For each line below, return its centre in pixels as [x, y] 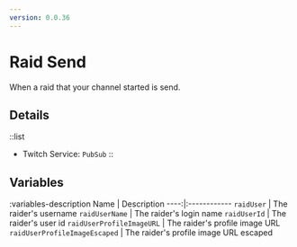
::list [17, 137]
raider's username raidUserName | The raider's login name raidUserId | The [148, 214]
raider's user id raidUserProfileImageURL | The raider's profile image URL [145, 223]
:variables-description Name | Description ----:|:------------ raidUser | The [148, 204]
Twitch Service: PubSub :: [68, 154]
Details [29, 115]
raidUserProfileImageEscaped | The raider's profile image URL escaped [141, 233]
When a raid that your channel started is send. [95, 87]
